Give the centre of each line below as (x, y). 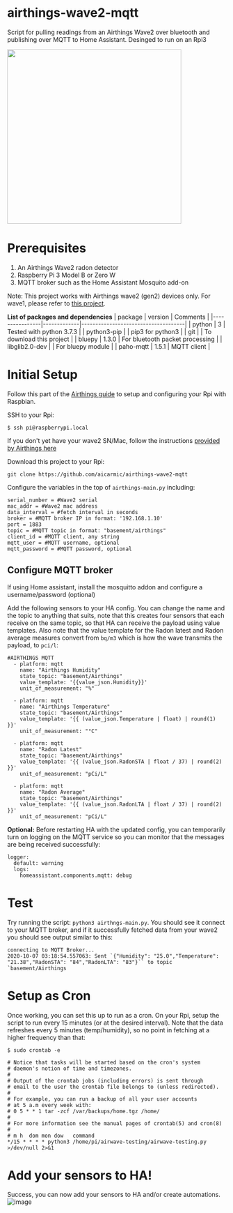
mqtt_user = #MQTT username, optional (63, 543)
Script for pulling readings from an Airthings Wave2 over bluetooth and (109, 32)
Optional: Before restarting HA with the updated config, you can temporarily (116, 829)
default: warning (39, 863)
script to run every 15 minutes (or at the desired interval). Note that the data (115, 1023)
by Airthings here (32, 448)
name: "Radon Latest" (51, 749)
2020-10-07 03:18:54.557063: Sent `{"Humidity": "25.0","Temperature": (113, 956)
